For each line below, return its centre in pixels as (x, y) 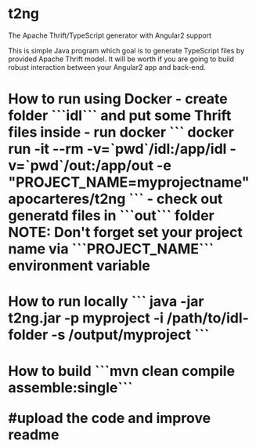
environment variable (79, 266)
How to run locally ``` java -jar (106, 302)
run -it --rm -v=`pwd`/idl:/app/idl (117, 149)
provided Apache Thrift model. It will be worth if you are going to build (121, 59)
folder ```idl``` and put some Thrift (120, 116)
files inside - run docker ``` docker (121, 132)
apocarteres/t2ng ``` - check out (115, 199)
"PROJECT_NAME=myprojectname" (129, 182)
